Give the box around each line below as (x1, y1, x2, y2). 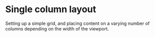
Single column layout (5, 4, 96, 15)
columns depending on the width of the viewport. (5, 25, 109, 31)
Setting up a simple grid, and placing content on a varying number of (5, 20, 150, 26)
